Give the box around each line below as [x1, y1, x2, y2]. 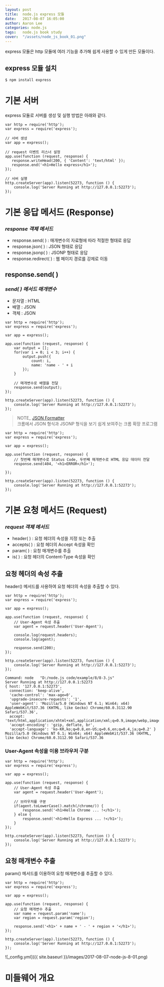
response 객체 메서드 [5, 225, 54, 232]
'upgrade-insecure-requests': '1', [9, 697, 82, 702]
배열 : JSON [12, 304, 36, 310]
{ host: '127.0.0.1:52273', [5, 684, 62, 689]
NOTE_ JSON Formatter [17, 415, 65, 421]
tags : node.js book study [5, 30, 62, 35]
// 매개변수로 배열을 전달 [14, 381, 59, 385]
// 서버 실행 [5, 176, 28, 181]
